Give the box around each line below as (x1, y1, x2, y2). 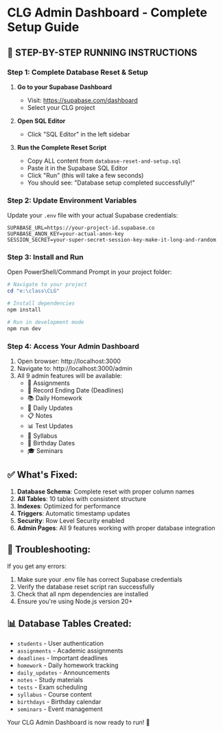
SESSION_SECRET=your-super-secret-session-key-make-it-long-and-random (7, 237, 216, 244)
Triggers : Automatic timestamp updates (16, 509, 130, 517)
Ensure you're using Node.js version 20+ (16, 597, 133, 605)
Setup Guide (7, 19, 80, 35)
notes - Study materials (16, 676, 84, 684)
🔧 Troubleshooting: (7, 544, 91, 555)
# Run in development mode (7, 318, 84, 325)
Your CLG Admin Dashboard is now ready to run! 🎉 (7, 719, 150, 727)
